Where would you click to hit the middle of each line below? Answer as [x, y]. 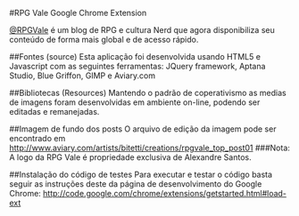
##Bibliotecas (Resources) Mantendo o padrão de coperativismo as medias [148, 93]
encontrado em [37, 138]
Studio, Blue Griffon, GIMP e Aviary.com [83, 76]
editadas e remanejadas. [54, 112]
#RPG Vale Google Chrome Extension [78, 13]
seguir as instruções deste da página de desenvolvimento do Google [136, 184]
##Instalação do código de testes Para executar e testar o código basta [141, 174]
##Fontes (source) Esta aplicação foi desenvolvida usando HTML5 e [135, 56]
